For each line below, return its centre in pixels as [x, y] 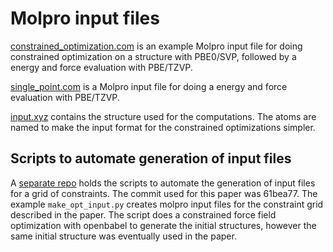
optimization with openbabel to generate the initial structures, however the [163, 225]
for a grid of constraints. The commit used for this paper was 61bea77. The [164, 193]
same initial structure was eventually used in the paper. [123, 236]
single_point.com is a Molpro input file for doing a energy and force [149, 86]
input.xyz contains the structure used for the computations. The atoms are [163, 116]
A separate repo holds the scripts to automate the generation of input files [163, 183]
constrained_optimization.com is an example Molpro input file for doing [156, 46]
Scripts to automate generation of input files [151, 158]
